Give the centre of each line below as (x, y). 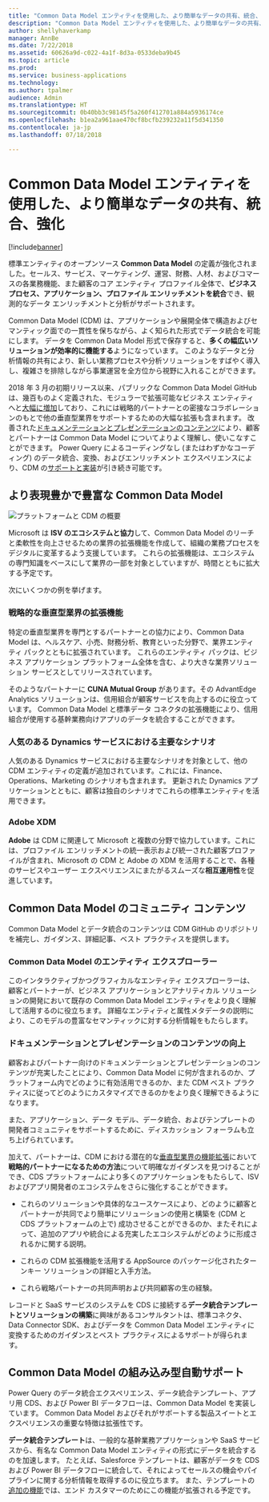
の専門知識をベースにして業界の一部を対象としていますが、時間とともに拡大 (134, 563)
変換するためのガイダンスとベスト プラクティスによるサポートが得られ (125, 1335)
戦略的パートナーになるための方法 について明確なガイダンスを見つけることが (134, 1166)
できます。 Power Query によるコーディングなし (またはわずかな (128, 447)
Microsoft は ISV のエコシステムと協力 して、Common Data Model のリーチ (131, 533)
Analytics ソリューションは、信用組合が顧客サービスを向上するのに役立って (133, 699)
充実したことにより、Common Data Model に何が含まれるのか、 (142, 1072)
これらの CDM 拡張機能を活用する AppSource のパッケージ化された (131, 1260)
